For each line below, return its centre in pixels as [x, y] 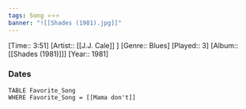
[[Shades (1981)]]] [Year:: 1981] [59, 54]
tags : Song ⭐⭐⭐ [34, 15]
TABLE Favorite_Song [42, 90]
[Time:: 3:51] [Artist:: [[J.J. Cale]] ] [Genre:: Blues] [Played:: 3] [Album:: [123, 45]
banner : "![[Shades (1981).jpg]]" [65, 23]
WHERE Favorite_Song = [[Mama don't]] [72, 97]
